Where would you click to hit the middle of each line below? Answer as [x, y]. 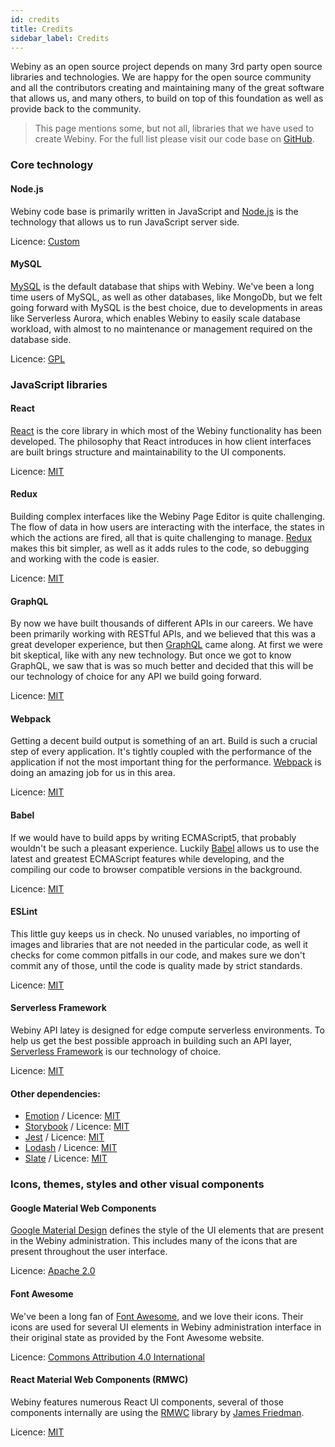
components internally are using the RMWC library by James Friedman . [157, 1412]
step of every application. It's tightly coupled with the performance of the [161, 752]
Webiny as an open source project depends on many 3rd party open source [166, 67]
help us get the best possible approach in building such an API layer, [151, 1041]
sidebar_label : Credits [60, 38]
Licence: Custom [45, 241]
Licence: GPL [38, 358]
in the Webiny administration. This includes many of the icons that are [154, 1241]
